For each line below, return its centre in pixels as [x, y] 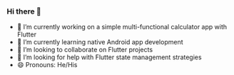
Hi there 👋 [24, 11]
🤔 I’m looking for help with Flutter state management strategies [109, 57]
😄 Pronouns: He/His [47, 65]
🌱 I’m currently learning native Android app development [100, 42]
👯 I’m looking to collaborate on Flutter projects [85, 50]
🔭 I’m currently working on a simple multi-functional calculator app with [122, 27]
